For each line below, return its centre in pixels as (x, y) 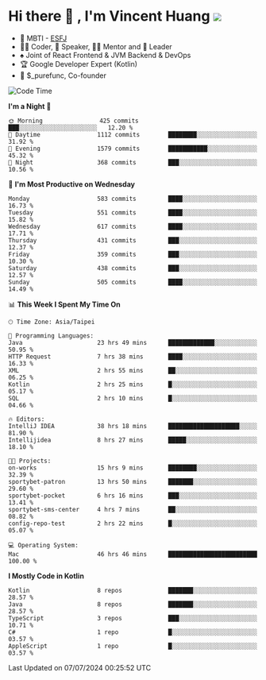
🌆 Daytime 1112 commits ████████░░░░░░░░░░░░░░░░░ (133, 134)
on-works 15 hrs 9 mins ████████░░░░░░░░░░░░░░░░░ (133, 468)
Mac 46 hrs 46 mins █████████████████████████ (133, 554)
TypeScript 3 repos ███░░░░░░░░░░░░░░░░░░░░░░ (133, 618)
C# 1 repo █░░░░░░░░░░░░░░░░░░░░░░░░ (133, 632)
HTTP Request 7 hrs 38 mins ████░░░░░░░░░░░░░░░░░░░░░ (133, 357)
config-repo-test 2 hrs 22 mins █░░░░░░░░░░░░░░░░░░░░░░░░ (133, 524)
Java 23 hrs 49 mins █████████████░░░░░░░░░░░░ (133, 342)
